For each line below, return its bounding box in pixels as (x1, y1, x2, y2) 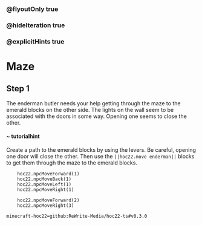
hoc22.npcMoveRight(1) (17, 186, 74, 192)
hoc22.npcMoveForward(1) (17, 171, 80, 177)
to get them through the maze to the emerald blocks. (6, 159, 138, 166)
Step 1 (6, 83, 30, 94)
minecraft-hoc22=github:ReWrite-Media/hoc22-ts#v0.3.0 (6, 213, 148, 219)
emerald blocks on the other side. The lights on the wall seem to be (6, 106, 174, 113)
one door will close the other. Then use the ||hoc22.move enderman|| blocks (6, 152, 195, 160)
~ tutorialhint (6, 132, 41, 140)
